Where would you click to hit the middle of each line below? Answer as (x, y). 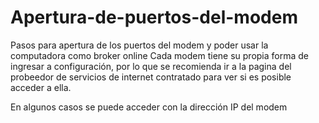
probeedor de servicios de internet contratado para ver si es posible (151, 77)
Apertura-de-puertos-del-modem (154, 17)
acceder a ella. (41, 87)
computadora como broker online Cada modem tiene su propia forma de (159, 55)
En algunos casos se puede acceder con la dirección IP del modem (149, 107)
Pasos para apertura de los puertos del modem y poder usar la (139, 45)
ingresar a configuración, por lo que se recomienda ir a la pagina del (151, 66)
